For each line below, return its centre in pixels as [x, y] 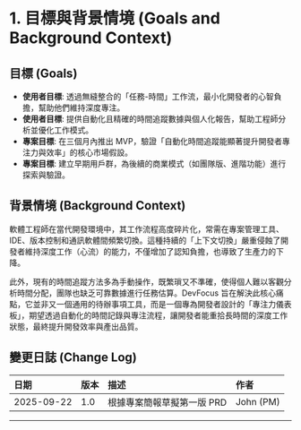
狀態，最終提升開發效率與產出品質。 [76, 326]
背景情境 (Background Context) [98, 206]
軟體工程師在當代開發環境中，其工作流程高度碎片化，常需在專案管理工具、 [146, 228]
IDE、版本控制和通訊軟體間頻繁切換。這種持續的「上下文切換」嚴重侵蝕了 [145, 240]
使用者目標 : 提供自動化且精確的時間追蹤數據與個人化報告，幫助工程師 [150, 119]
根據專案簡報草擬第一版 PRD [167, 402]
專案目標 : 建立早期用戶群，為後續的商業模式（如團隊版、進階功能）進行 [154, 163]
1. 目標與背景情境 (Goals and [115, 18]
